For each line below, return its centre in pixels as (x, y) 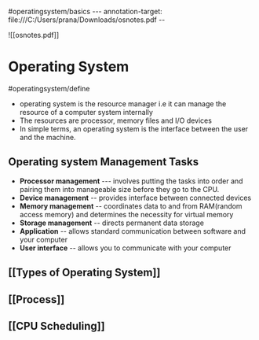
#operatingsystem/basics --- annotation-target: (85, 11)
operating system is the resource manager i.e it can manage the (123, 103)
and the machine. (47, 137)
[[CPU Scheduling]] (57, 326)
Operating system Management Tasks (103, 162)
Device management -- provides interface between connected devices (135, 198)
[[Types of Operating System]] (84, 273)
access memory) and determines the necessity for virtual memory (126, 214)
